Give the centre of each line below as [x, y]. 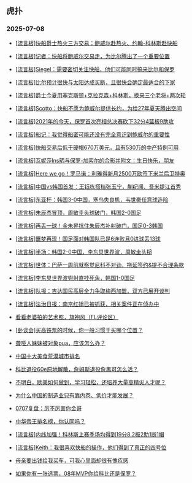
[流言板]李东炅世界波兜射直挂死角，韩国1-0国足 [75, 277]
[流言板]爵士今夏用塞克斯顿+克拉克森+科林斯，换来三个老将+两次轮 [100, 95]
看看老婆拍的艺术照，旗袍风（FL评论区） [67, 317]
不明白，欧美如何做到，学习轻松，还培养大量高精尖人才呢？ [90, 382]
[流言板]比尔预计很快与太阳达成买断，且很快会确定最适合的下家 [95, 82]
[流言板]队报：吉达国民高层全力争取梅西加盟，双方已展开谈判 [93, 291]
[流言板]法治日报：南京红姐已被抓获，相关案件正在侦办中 [87, 304]
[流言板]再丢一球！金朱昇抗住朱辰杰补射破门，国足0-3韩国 [89, 225]
